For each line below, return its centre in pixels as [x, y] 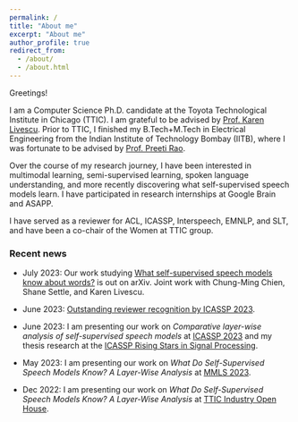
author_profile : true [50, 42]
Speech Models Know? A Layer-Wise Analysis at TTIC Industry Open [149, 400]
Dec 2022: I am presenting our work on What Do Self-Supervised [143, 390]
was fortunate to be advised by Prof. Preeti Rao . [98, 148]
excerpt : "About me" [48, 34]
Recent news [38, 253]
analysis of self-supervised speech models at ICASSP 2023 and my [147, 336]
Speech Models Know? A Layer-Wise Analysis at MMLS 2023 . [136, 373]
